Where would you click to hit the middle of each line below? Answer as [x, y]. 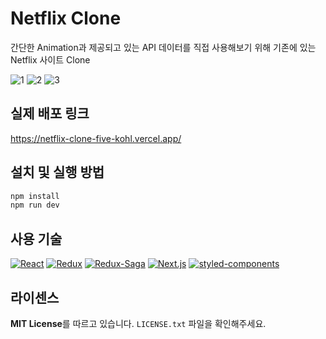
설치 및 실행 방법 [57, 172]
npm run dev [35, 205]
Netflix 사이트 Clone [50, 59]
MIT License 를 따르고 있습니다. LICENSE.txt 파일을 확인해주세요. [138, 323]
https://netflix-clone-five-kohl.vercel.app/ [96, 138]
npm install [35, 196]
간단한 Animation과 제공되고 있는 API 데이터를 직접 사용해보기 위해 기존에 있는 [163, 47]
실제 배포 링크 [50, 113]
